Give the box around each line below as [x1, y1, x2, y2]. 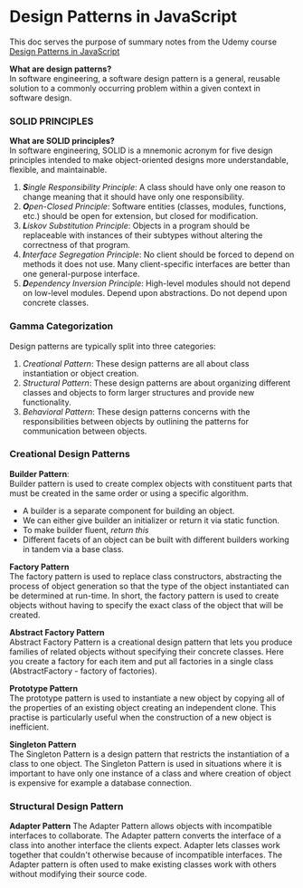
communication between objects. [22, 425, 147, 436]
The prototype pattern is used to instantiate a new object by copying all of [9, 692, 285, 703]
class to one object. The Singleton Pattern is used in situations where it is [9, 758, 282, 769]
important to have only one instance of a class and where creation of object [9, 768, 291, 778]
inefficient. [9, 721, 50, 732]
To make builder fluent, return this [22, 524, 149, 535]
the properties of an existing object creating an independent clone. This [9, 702, 277, 712]
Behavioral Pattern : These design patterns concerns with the [22, 406, 251, 417]
